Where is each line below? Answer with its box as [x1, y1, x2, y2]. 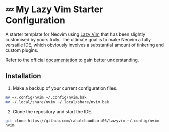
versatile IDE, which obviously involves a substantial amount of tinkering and [5, 42, 164, 48]
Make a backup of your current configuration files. [12, 85, 118, 91]
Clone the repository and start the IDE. [12, 108, 93, 114]
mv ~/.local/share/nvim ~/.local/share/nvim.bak [5, 99, 109, 104]
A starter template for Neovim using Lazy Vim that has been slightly [5, 31, 145, 37]
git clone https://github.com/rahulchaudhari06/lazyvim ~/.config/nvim [5, 118, 159, 123]
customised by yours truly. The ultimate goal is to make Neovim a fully [5, 36, 151, 42]
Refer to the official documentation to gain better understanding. [5, 57, 139, 63]
